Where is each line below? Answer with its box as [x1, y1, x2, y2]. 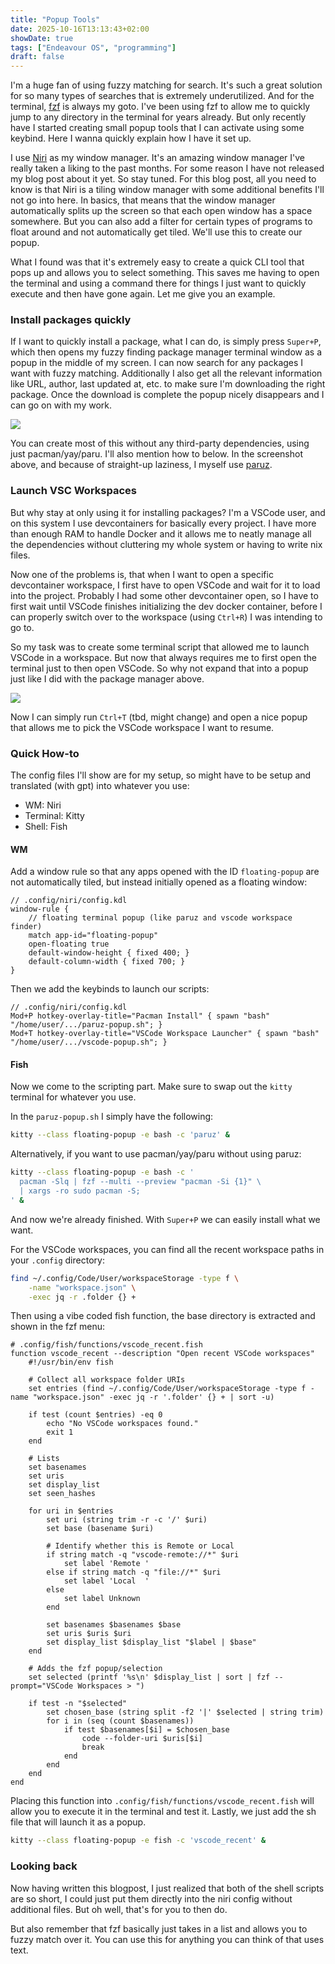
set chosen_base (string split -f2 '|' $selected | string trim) [46, 1707, 325, 1718]
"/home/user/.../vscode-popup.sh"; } [10, 1037, 168, 1048]
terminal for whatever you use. [10, 1091, 137, 1103]
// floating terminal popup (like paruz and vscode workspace [28, 913, 293, 923]
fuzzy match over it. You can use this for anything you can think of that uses [10, 1933, 325, 1945]
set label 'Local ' [63, 1576, 150, 1586]
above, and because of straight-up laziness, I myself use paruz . [10, 459, 273, 471]
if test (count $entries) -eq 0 [28, 1410, 163, 1420]
